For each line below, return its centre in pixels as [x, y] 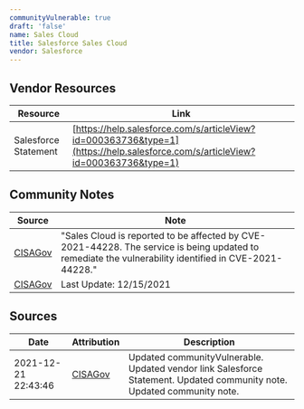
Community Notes [62, 195]
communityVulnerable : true [60, 18]
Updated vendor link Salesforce [195, 368]
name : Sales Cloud [44, 34]
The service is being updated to [192, 247]
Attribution [96, 342]
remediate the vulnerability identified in [143, 258]
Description [209, 342]
